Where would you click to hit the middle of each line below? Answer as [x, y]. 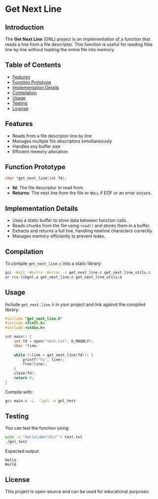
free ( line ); [35, 364]
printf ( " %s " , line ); [44, 359]
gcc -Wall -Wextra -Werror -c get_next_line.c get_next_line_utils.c [78, 272]
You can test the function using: [37, 428]
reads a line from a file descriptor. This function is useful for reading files [79, 44]
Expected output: [23, 451]
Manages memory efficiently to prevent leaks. [59, 236]
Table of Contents [33, 65]
